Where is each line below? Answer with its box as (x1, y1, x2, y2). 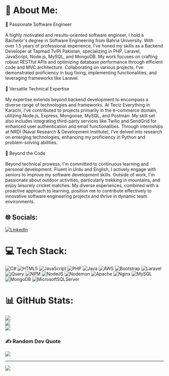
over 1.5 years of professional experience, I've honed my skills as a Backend (5, 42, 163, 49)
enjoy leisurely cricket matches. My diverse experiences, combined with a (5, 182, 159, 189)
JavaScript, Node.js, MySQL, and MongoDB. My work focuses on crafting (5, 53, 157, 60)
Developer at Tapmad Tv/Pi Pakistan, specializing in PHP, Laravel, (5, 48, 141, 54)
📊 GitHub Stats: (5, 295, 74, 306)
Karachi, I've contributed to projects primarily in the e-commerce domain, (5, 107, 157, 113)
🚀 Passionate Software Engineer (5, 21, 72, 27)
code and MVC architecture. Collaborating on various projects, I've (5, 64, 144, 70)
